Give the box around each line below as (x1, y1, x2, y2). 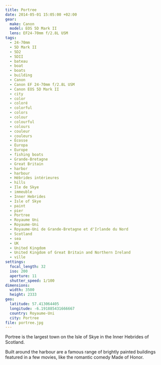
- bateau (9, 59, 28, 64)
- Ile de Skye (9, 185, 39, 190)
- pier (9, 208, 23, 213)
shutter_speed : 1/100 (9, 278, 55, 283)
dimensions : (5, 283, 30, 288)
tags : (5, 36, 16, 41)
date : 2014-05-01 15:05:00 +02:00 (5, 12, 77, 17)
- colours (9, 124, 30, 129)
